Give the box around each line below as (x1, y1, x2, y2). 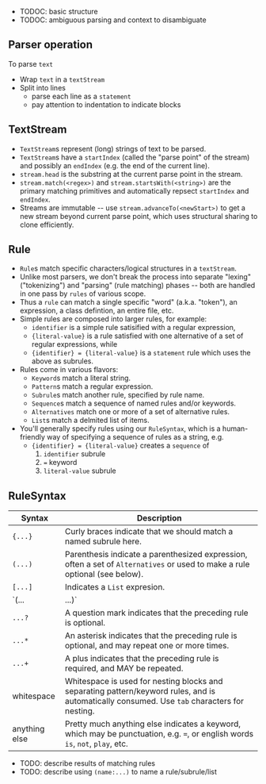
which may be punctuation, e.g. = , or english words (64, 728, 254, 740)
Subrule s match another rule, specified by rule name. (31, 390, 205, 400)
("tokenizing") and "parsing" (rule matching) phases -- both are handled (19, 281, 256, 290)
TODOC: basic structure (19, 7, 98, 16)
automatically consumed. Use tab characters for (64, 696, 244, 707)
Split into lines (19, 83, 66, 92)
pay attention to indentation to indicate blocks (31, 99, 181, 110)
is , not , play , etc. (64, 738, 128, 749)
